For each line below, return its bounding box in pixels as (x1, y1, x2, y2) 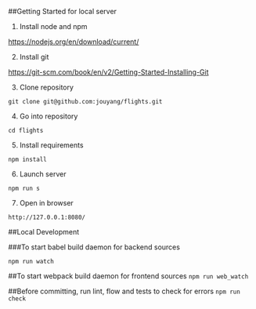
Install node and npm (19, 22, 88, 31)
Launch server (19, 169, 67, 179)
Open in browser (19, 198, 74, 207)
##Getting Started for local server (8, 7, 117, 16)
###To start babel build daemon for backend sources (8, 242, 180, 252)
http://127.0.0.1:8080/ (8, 213, 86, 221)
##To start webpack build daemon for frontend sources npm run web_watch (8, 271, 249, 281)
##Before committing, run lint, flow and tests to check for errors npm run (8, 286, 240, 296)
